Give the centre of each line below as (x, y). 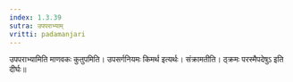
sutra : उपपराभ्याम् (37, 26)
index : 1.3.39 (36, 17)
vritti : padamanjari (48, 34)
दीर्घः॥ (18, 70)
